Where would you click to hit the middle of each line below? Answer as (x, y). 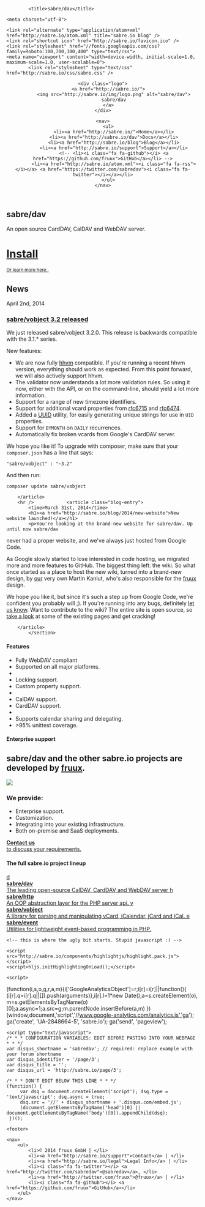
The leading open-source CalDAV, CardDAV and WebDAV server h (90, 889)
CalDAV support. (36, 699)
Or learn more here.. (28, 270)
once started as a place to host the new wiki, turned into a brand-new (94, 572)
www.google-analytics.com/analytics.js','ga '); (137, 1015)
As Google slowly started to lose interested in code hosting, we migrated (98, 559)
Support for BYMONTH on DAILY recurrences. (69, 428)
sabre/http (20, 896)
